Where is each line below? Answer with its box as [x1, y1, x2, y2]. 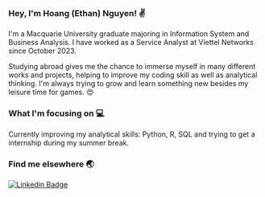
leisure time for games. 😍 [8, 88, 94, 97]
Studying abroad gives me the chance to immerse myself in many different [8, 62, 256, 72]
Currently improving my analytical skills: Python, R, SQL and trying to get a [8, 129, 255, 139]
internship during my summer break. [8, 137, 129, 147]
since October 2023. [8, 46, 77, 55]
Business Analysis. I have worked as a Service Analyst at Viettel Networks [8, 38, 254, 47]
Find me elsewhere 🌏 [8, 158, 95, 170]
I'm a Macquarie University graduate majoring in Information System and [8, 29, 250, 39]
